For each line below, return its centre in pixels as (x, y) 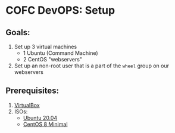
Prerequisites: (32, 91)
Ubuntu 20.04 (40, 117)
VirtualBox (27, 105)
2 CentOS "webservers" (53, 59)
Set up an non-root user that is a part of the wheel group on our (91, 66)
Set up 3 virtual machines (46, 47)
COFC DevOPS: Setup (60, 10)
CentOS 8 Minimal (45, 124)
